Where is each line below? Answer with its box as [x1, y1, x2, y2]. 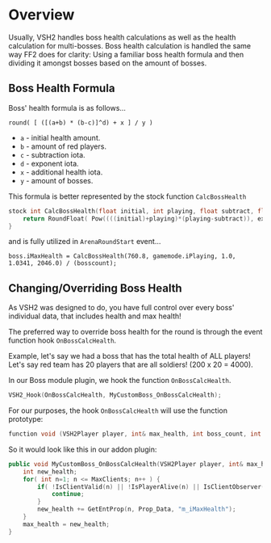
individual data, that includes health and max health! [8, 311, 181, 321]
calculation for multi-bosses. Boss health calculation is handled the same [8, 40, 252, 50]
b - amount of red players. [19, 141, 107, 151]
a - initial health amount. [19, 133, 101, 142]
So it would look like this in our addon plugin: [8, 444, 157, 454]
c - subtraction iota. [19, 149, 86, 159]
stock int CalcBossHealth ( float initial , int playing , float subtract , [8, 207, 254, 215]
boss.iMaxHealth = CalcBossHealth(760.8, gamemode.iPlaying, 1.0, [8, 252, 236, 260]
